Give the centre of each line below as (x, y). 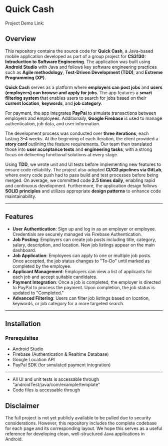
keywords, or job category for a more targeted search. (68, 303)
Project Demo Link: (25, 23)
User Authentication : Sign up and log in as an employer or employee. (84, 229)
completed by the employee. (42, 266)
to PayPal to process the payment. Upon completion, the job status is (83, 287)
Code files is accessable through (46, 390)
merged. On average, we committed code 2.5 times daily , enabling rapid (80, 180)
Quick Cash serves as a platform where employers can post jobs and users (84, 87)
